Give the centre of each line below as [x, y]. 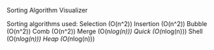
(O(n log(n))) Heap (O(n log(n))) [51, 39]
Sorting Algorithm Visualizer [47, 10]
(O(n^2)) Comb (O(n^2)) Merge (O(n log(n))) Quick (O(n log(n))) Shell [105, 31]
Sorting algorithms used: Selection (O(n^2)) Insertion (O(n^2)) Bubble [107, 24]
